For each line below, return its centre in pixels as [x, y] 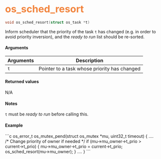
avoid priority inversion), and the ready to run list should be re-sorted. [75, 37]
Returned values [22, 82]
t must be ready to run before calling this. [47, 114]
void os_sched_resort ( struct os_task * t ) [48, 22]
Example [14, 125]
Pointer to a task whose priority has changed [89, 69]
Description [89, 60]
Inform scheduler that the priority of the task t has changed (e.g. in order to [80, 31]
